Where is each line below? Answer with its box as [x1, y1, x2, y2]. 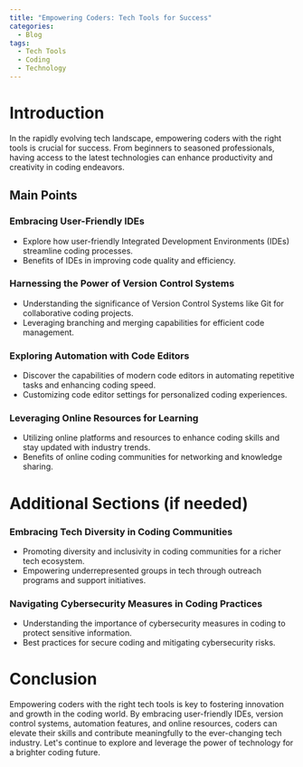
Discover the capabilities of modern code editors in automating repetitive [22, 370, 295, 381]
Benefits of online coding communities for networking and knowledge [22, 452, 283, 463]
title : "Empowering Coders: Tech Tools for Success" [9, 13, 213, 23]
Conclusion [9, 669, 98, 689]
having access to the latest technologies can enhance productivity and [9, 151, 273, 163]
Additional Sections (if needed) [9, 493, 249, 513]
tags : [9, 38, 30, 48]
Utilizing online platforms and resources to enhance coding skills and [22, 432, 280, 444]
